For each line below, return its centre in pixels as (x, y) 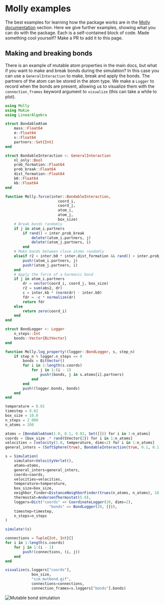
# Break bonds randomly (38, 224)
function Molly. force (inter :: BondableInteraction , (58, 197)
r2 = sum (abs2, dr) (43, 288)
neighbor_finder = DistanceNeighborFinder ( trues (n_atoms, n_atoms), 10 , (88, 493)
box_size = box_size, (34, 488)
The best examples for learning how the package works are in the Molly (78, 22)
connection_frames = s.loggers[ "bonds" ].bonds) (79, 588)
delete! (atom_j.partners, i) (61, 242)
